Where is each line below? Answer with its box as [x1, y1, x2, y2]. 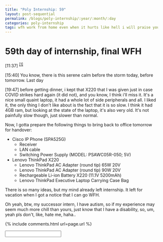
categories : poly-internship [5, 20, 64, 26]
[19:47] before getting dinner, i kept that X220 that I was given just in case [5, 87, 153, 92]
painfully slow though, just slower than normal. [5, 112, 98, 118]
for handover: [5, 127, 33, 133]
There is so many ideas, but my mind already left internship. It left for [5, 187, 143, 193]
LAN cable [19, 146, 40, 152]
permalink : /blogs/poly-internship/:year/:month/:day [5, 16, 116, 21]
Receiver [19, 141, 37, 147]
